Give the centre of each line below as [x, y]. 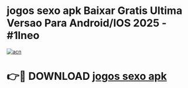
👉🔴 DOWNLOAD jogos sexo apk [87, 76]
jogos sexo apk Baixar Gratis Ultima [95, 11]
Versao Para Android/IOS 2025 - [87, 23]
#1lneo [23, 36]
